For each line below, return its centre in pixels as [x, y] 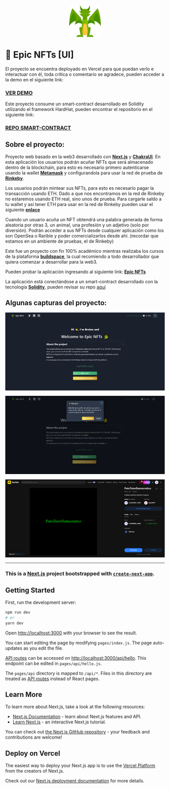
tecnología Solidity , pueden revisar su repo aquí [56, 287]
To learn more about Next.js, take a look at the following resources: [75, 707]
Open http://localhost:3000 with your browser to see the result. [71, 633]
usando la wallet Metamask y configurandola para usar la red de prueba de [84, 172]
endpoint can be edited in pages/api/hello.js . [54, 663]
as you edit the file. [43, 648]
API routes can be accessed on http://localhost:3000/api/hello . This [76, 658]
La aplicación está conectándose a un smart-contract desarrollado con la [82, 281]
